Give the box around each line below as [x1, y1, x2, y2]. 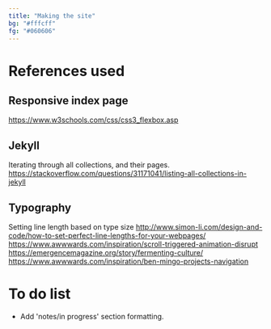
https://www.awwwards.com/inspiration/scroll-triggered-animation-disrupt [8, 239, 259, 249]
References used [8, 61, 125, 80]
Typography [8, 200, 71, 214]
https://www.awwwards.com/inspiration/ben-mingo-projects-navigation [8, 256, 249, 266]
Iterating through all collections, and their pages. [8, 160, 170, 170]
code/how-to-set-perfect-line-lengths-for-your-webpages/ [8, 231, 206, 240]
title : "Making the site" [8, 11, 95, 20]
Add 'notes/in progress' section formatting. [19, 311, 164, 321]
